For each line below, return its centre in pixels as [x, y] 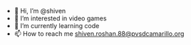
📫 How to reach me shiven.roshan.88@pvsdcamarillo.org [99, 34]
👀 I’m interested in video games [60, 18]
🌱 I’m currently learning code [57, 26]
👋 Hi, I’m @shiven [40, 11]
